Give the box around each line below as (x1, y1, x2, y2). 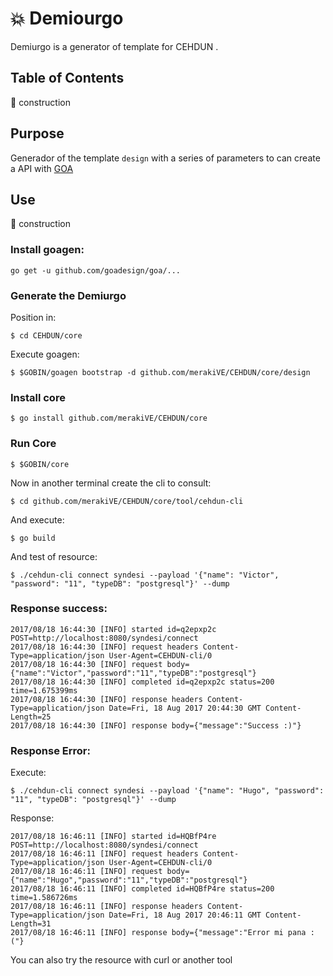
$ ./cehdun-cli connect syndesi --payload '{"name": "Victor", (10, 570, 280, 580)
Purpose (10, 125, 65, 142)
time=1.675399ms (10, 685, 78, 696)
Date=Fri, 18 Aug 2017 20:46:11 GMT (108, 910, 262, 921)
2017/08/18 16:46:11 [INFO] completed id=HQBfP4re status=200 (10, 884, 275, 894)
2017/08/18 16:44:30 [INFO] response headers (10, 694, 203, 704)
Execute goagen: (10, 348, 80, 360)
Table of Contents (10, 70, 125, 87)
